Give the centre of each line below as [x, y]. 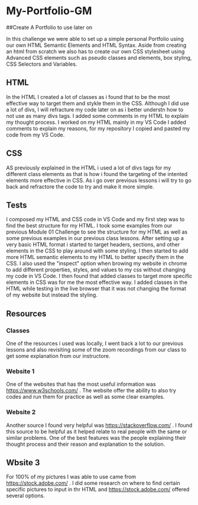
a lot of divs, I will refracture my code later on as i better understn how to [95, 109]
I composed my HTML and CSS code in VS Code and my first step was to [95, 219]
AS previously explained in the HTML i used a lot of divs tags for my [89, 168]
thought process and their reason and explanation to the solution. [86, 444]
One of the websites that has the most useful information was [81, 384]
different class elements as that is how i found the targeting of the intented [97, 174]
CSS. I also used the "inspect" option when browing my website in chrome [97, 263]
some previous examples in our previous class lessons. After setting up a [95, 238]
